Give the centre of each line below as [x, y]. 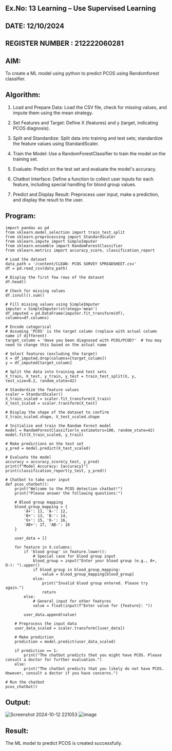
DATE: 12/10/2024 [35, 26]
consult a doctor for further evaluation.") [54, 660]
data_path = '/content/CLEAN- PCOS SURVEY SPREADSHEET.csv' [71, 264]
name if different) [26, 336]
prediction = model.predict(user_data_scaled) [65, 642]
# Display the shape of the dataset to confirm [57, 412]
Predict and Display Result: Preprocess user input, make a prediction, [86, 194]
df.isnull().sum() [25, 295]
